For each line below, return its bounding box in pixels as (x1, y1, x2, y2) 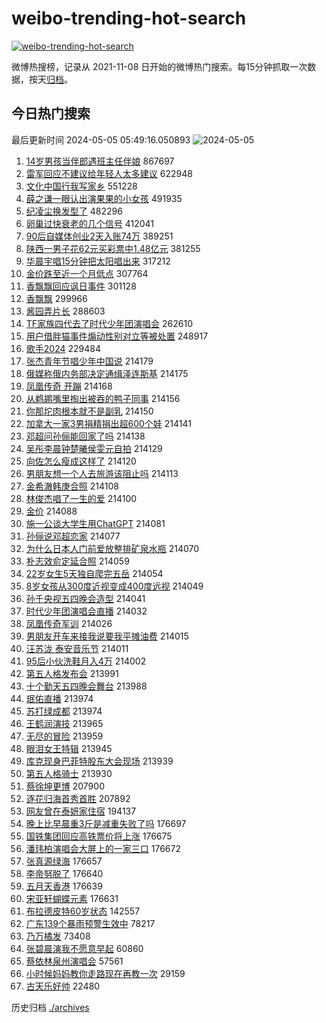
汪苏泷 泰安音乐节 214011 (25, 642, 129, 654)
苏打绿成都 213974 (25, 705, 103, 717)
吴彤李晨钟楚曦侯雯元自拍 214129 (25, 442, 163, 454)
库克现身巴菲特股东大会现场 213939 (25, 755, 174, 767)
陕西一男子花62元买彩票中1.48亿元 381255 (25, 242, 201, 254)
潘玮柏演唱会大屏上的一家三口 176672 (25, 842, 181, 854)
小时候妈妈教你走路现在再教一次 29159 (25, 967, 186, 979)
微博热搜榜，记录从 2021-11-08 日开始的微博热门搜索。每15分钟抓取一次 (11, 60, 308, 72)
